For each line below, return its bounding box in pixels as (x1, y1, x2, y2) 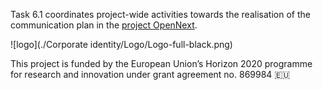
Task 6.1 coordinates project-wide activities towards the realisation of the (10, 9, 311, 20)
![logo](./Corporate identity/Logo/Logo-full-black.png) (10, 39, 233, 50)
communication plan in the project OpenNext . (10, 19, 198, 31)
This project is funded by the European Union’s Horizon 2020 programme (10, 58, 313, 69)
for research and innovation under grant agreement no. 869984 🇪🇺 (10, 69, 291, 80)
